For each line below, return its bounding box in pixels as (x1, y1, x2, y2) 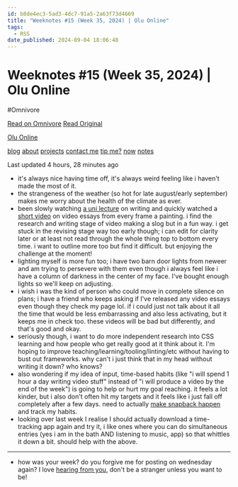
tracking (17, 423, 42, 431)
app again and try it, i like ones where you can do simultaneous (43, 423, 228, 431)
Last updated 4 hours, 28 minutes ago (7, 161, 119, 169)
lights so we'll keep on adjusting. (17, 280, 113, 288)
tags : (7, 23, 23, 30)
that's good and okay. (17, 325, 81, 333)
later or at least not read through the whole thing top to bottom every (17, 234, 218, 243)
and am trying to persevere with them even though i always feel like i (17, 265, 218, 273)
